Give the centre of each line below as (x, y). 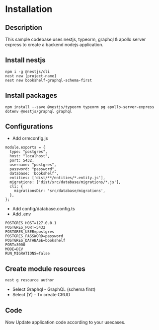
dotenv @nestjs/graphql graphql (39, 111)
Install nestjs (25, 60)
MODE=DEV (14, 249)
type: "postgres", (29, 152)
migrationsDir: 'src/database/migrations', (60, 191)
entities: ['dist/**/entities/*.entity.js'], (58, 178)
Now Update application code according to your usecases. (65, 322)
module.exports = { (25, 147)
